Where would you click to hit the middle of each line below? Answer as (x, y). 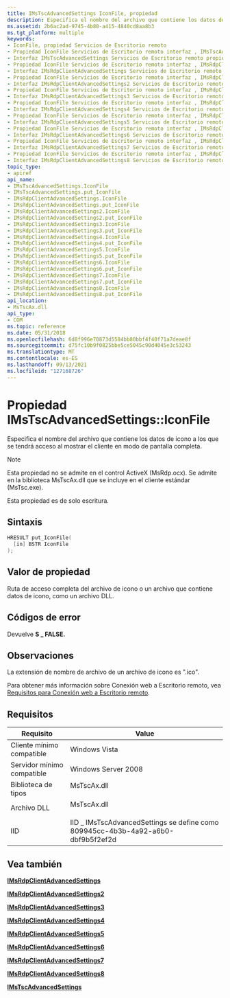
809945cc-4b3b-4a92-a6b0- (122, 831)
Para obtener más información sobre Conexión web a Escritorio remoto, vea (114, 685)
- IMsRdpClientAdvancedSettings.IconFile (67, 199)
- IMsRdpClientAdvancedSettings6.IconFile (68, 262)
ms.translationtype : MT (41, 352)
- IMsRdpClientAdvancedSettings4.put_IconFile (75, 243)
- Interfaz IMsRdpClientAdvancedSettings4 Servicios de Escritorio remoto (116, 109)
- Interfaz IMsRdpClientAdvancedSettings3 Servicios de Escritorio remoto (116, 97)
